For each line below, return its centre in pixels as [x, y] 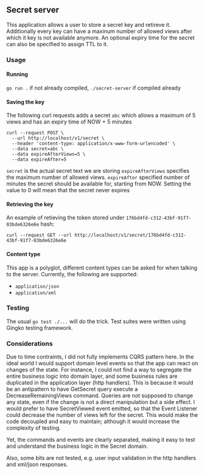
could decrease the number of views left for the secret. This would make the [102, 415]
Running [17, 74]
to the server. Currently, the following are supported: [72, 274]
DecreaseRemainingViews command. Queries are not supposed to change [100, 396]
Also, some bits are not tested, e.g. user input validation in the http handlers [101, 458]
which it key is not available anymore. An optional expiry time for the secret [100, 37]
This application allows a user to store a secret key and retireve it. [89, 24]
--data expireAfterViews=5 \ [49, 155]
